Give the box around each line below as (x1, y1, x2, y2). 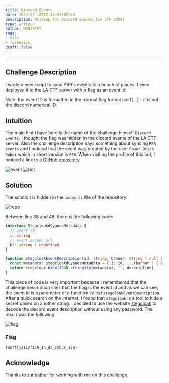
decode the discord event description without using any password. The (5, 305, 153, 312)
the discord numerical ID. (5, 102, 57, 108)
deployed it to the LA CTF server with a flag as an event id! (5, 87, 127, 93)
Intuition (5, 116, 32, 125)
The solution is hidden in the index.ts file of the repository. (5, 194, 128, 200)
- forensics (5, 40, 30, 45)
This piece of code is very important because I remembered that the (5, 279, 147, 285)
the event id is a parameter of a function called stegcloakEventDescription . (5, 290, 161, 296)
